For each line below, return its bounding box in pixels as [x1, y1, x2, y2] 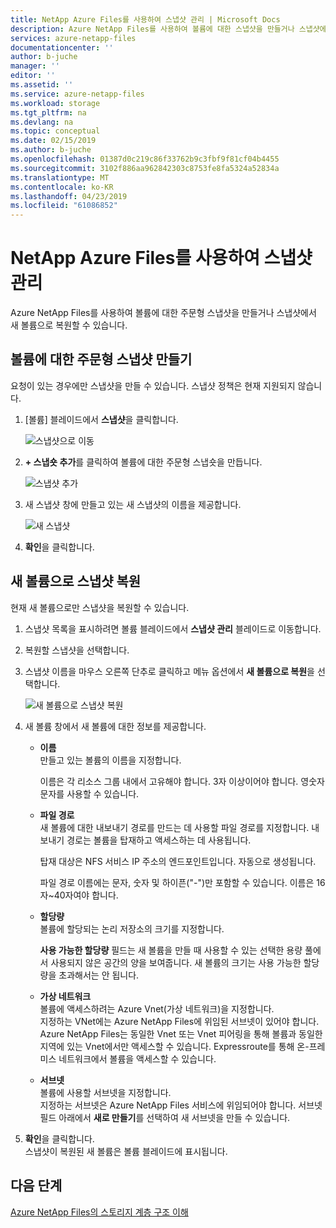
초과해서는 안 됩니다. [58, 969, 140, 981]
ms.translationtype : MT [10, 172, 110, 183]
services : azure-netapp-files [10, 33, 137, 43]
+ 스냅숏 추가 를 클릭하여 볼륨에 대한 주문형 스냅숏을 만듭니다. [24, 456, 263, 468]
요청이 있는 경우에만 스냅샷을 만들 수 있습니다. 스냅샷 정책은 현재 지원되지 [10, 379, 296, 391]
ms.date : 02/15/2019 [10, 136, 97, 146]
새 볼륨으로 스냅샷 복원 [10, 573, 142, 590]
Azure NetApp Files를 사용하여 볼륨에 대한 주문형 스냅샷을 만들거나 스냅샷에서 [10, 307, 317, 319]
